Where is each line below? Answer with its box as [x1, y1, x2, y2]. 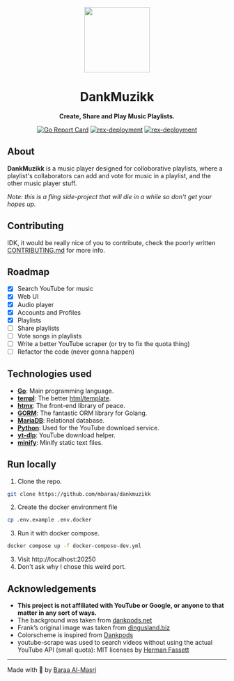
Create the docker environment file [17, 503, 118, 511]
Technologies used [7, 368, 92, 380]
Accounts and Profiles [17, 308, 81, 316]
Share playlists [17, 324, 60, 332]
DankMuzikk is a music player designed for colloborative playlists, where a [7, 164, 223, 173]
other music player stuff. [7, 179, 77, 187]
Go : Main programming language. [17, 386, 114, 395]
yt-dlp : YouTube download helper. [17, 431, 116, 439]
